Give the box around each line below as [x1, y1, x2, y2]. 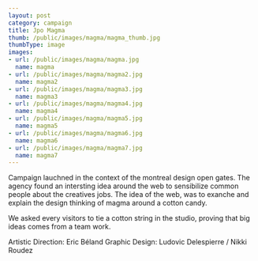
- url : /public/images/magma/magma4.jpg [8, 100, 144, 108]
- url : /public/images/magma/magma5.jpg [8, 115, 144, 123]
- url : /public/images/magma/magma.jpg [8, 56, 140, 64]
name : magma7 [15, 151, 58, 159]
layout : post [8, 11, 51, 20]
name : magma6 [15, 136, 58, 145]
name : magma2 [15, 78, 58, 85]
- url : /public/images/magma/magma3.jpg [8, 85, 144, 93]
